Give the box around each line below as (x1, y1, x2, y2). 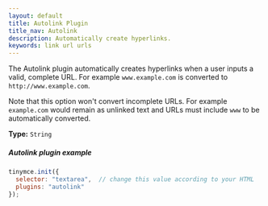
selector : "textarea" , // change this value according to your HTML (15, 175, 254, 183)
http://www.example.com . (8, 81, 90, 91)
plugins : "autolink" (15, 183, 85, 191)
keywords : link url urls (8, 42, 92, 50)
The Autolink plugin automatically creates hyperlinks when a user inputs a (8, 64, 254, 73)
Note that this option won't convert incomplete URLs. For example (8, 97, 228, 106)
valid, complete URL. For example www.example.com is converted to (8, 72, 228, 82)
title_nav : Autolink (8, 27, 78, 35)
